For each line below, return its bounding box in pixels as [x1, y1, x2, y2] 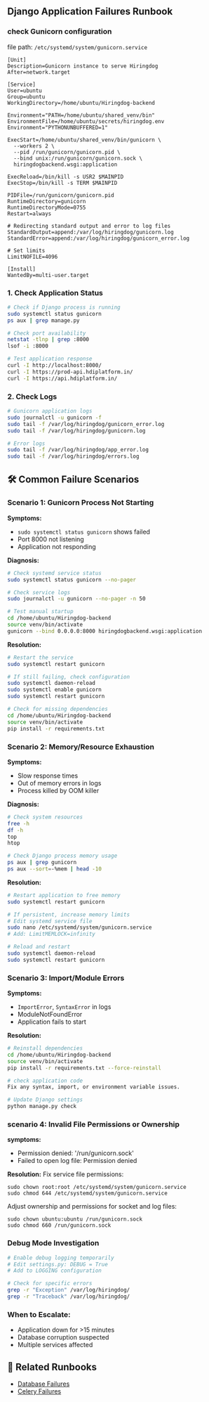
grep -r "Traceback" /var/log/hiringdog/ [7, 1293, 130, 1300]
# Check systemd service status [7, 570, 102, 577]
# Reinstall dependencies [7, 1045, 83, 1052]
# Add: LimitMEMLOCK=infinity [7, 931, 96, 938]
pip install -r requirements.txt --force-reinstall [7, 1065, 161, 1072]
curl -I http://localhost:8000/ [7, 362, 102, 369]
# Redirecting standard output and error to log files [7, 222, 171, 229]
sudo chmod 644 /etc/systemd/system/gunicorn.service [7, 1190, 168, 1197]
